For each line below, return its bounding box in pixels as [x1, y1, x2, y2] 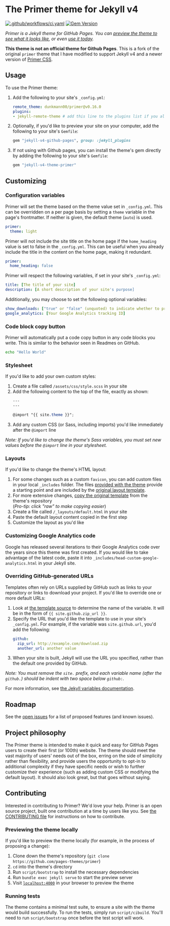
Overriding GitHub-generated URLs [5, 573, 94, 580]
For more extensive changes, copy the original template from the [12, 492, 148, 499]
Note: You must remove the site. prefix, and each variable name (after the [5, 670, 162, 676]
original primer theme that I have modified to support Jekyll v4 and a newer [5, 51, 162, 57]
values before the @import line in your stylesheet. [5, 442, 107, 448]
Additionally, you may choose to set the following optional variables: [5, 296, 147, 303]
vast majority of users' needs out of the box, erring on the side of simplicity [5, 753, 162, 759]
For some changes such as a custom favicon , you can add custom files [12, 476, 161, 483]
